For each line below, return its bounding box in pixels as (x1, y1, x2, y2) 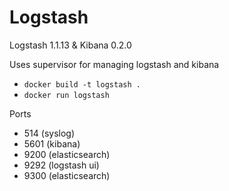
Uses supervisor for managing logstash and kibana (9, 58, 220, 70)
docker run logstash (23, 90, 110, 100)
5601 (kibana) (23, 137, 81, 150)
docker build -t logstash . (23, 79, 141, 90)
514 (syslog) (23, 127, 76, 139)
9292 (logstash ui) (23, 159, 100, 171)
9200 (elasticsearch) (23, 148, 111, 160)
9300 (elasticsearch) (23, 169, 111, 181)
